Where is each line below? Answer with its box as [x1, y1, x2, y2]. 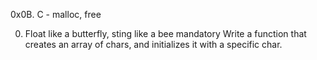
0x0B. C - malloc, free [10, 9, 102, 20]
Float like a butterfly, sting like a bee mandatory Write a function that [24, 28, 307, 39]
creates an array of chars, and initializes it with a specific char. [24, 39, 283, 50]
